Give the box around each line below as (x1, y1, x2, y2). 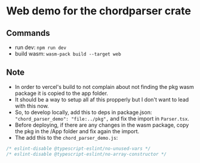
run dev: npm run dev (14, 44, 67, 51)
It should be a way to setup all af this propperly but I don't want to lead (14, 96, 189, 103)
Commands (6, 28, 51, 38)
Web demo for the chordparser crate (6, 4, 191, 18)
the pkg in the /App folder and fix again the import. (14, 127, 140, 135)
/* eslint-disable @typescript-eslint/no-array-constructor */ (6, 151, 167, 157)
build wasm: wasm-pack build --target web (14, 50, 121, 57)
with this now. (14, 102, 49, 109)
